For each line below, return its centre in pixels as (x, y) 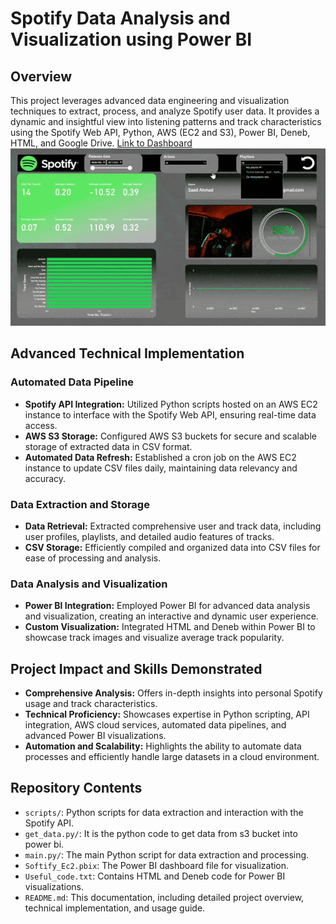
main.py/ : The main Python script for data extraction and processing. (167, 854)
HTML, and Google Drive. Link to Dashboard (101, 143)
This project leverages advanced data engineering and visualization (150, 100)
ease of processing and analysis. (93, 558)
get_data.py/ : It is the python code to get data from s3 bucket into (161, 833)
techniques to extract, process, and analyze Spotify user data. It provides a (165, 111)
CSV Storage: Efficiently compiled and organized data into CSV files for (172, 547)
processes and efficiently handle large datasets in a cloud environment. (172, 756)
